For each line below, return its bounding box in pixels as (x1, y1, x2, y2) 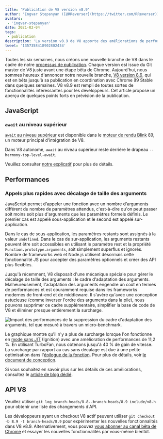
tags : (5, 30, 16, 34)
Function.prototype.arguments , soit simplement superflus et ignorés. (5, 246, 143, 252)
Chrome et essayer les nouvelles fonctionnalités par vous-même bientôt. (5, 428, 150, 434)
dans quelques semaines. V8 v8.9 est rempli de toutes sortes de (5, 82, 134, 88)
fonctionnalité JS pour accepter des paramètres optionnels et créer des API (5, 257, 156, 262)
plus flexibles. (5, 262, 33, 267)
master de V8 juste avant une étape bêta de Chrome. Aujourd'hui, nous (5, 66, 147, 73)
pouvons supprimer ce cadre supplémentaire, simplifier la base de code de (5, 302, 155, 308)
